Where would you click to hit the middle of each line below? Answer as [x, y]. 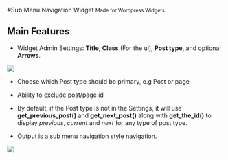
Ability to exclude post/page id [60, 95]
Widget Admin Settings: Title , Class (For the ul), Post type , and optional [119, 48]
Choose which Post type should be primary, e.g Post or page [103, 81]
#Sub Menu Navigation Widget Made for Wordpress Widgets [86, 10]
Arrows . [29, 55]
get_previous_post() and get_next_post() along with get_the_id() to [114, 115]
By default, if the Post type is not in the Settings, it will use [99, 108]
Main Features [38, 31]
